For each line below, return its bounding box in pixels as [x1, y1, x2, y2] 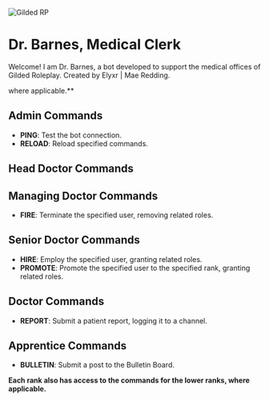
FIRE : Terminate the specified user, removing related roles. [19, 210, 214, 220]
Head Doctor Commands [8, 162, 134, 176]
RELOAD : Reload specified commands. [19, 138, 148, 148]
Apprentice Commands [8, 339, 127, 352]
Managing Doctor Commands [8, 189, 159, 203]
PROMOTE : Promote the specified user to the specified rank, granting [19, 263, 251, 272]
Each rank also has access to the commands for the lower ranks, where [8, 375, 251, 385]
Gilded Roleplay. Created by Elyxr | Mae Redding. [8, 70, 171, 80]
